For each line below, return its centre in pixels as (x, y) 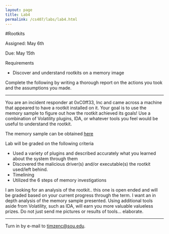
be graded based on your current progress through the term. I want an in (80, 196)
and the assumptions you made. (38, 88)
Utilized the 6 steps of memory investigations (59, 180)
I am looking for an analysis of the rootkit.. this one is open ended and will (81, 190)
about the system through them (45, 159)
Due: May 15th (20, 53)
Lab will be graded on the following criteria (50, 144)
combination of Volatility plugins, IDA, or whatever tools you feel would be (82, 119)
